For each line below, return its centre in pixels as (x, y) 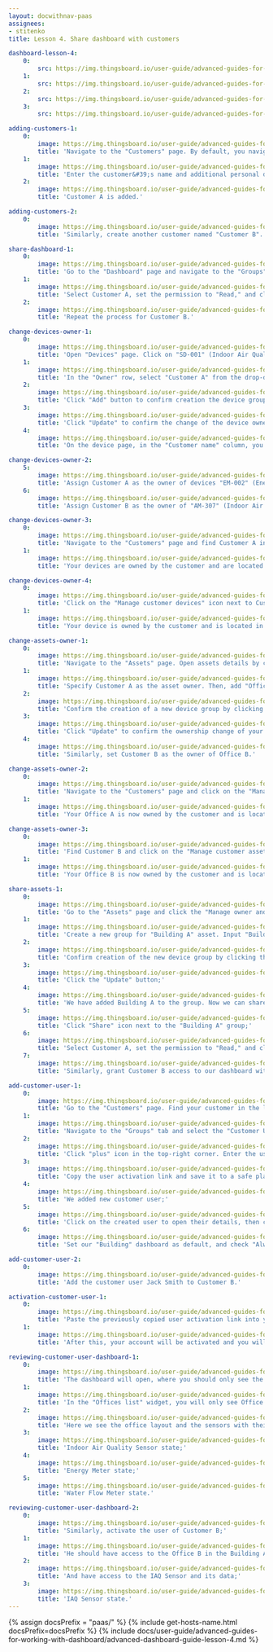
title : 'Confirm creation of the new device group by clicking (147, 957)
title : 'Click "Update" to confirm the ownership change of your (151, 732)
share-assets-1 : (36, 889)
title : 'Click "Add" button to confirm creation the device (141, 400)
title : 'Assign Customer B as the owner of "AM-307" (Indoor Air (151, 506)
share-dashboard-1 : (41, 249)
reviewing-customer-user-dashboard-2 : (74, 1508)
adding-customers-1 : (43, 129)
